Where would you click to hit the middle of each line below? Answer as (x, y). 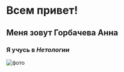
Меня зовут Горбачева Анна (62, 33)
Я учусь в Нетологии (38, 50)
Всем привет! (42, 10)
